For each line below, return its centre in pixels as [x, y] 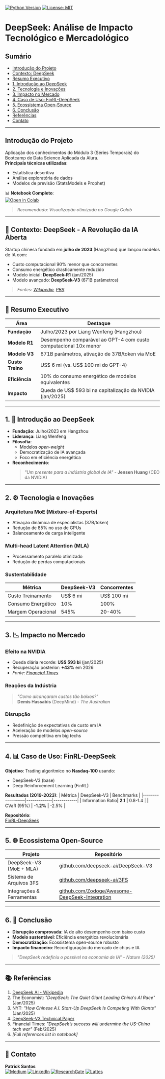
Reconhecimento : [31, 463]
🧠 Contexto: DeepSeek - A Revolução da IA [72, 230]
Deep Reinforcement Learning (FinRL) [51, 785]
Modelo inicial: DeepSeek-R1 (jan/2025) [53, 274]
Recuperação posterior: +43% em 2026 [53, 668]
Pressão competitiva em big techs [46, 735]
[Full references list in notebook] [45, 1035]
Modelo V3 [21, 354]
